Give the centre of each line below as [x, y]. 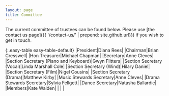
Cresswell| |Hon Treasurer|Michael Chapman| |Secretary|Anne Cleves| [79, 55]
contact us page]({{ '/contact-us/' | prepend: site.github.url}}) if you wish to [84, 35]
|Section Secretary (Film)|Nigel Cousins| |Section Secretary [68, 71]
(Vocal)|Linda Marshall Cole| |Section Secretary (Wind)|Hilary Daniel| [78, 66]
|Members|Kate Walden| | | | [35, 88]
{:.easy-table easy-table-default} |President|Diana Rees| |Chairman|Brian [82, 50]
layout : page [19, 10]
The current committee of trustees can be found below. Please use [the [80, 29]
